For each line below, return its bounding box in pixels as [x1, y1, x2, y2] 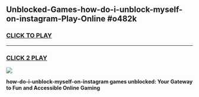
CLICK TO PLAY [6, 32, 52, 40]
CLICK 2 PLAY [6, 53, 47, 62]
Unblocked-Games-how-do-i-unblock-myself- [6, 5, 183, 15]
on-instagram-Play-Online [6, 14, 105, 24]
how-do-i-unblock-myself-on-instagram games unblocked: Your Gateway [6, 78, 193, 85]
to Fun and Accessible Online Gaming [6, 84, 101, 91]
